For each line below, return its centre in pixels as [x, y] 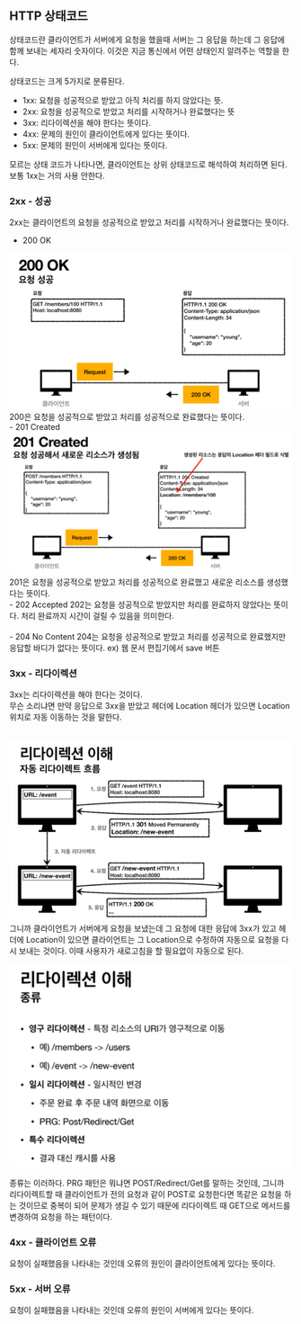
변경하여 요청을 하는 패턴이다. [61, 1216]
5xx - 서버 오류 [40, 1289]
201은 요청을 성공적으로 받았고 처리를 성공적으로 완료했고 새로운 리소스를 [137, 582]
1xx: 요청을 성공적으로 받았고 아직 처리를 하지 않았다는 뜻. [123, 100]
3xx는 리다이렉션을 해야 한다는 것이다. [76, 694]
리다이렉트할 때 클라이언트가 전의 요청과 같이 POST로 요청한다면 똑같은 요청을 [146, 1194]
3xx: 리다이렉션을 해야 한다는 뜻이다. [86, 122]
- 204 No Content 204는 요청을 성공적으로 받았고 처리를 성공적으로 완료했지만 [147, 636]
